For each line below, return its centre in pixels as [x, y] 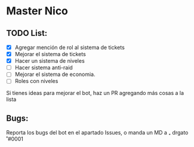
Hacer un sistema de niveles [50, 61]
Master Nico [37, 11]
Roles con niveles [36, 81]
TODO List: [27, 33]
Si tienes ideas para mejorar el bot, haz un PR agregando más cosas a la [95, 93]
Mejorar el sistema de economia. [55, 74]
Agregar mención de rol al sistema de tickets [70, 47]
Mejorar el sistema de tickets [50, 54]
